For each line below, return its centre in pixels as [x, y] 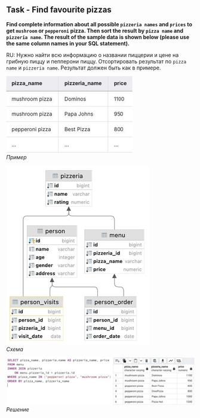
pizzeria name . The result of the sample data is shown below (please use [98, 37]
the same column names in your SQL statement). [68, 43]
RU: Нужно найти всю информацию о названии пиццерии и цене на [93, 55]
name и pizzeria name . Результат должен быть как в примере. [84, 68]
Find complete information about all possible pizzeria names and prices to [99, 24]
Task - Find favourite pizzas [59, 10]
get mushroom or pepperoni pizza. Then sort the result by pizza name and [95, 31]
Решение [18, 409]
